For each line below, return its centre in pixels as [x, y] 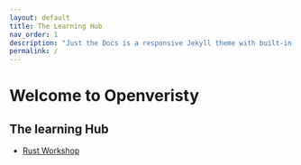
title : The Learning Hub [56, 26]
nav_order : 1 [34, 34]
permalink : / [34, 51]
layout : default [40, 18]
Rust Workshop [51, 151]
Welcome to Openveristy [105, 96]
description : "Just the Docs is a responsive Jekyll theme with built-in [151, 43]
